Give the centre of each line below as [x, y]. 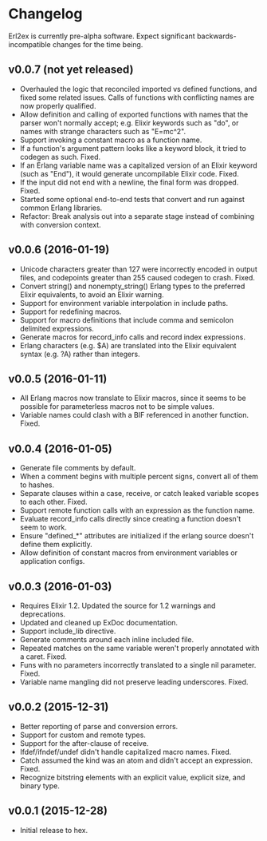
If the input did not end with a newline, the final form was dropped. [129, 182]
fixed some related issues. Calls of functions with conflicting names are [137, 97]
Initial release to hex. [54, 830]
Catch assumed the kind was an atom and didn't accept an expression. [136, 760]
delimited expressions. [57, 328]
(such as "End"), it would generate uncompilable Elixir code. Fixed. [129, 173]
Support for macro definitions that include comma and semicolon [126, 319]
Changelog [45, 14]
